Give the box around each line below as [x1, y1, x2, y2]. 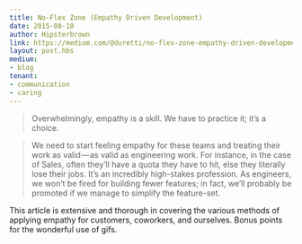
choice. [31, 122, 60, 133]
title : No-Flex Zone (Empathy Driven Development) [9, 13, 203, 22]
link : [9, 38, 30, 48]
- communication [9, 80, 70, 89]
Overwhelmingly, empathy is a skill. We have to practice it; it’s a [31, 113, 267, 124]
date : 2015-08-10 [9, 22, 75, 30]
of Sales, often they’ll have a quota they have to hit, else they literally [31, 159, 286, 170]
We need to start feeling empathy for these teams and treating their [31, 140, 281, 151]
